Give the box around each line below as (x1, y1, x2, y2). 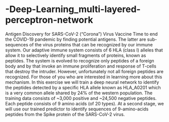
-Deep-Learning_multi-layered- (5, 4, 141, 15)
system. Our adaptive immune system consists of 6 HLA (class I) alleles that (5, 47, 163, 53)
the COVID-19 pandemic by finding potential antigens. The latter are (5, 36, 146, 42)
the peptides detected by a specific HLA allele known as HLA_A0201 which (5, 84, 161, 90)
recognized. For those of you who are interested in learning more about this (5, 74, 162, 80)
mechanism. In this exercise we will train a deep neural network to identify (5, 79, 159, 85)
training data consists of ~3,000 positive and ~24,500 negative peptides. (5, 95, 157, 101)
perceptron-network (5, 14, 93, 26)
